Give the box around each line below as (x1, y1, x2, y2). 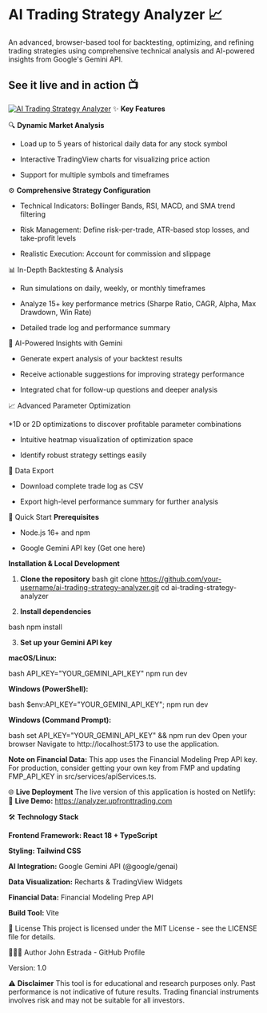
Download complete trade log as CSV (19, 481, 144, 491)
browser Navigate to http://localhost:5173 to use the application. (8, 739, 220, 748)
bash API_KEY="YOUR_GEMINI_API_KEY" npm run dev (8, 668, 188, 678)
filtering (19, 209, 46, 219)
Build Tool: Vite (8, 907, 60, 917)
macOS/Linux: (8, 652, 58, 663)
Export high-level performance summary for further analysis (19, 497, 218, 506)
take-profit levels (19, 233, 77, 243)
